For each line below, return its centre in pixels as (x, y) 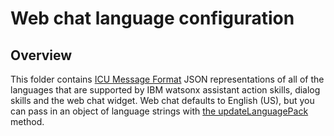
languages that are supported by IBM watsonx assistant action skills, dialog (165, 90)
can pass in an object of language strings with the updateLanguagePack (159, 111)
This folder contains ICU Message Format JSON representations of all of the (167, 79)
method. (27, 121)
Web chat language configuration (152, 18)
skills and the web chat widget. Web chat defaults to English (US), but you (162, 100)
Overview (41, 55)
